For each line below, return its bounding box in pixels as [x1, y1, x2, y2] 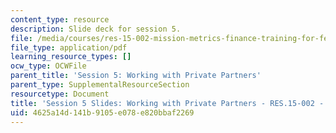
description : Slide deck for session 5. [10, 24, 182, 34]
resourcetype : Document [10, 89, 110, 99]
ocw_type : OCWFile [10, 61, 87, 71]
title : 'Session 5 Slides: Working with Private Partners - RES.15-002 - [10, 98, 325, 108]
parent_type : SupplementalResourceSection [10, 80, 190, 90]
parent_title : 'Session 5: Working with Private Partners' [10, 71, 262, 81]
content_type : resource [10, 14, 110, 25]
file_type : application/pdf [10, 42, 128, 53]
